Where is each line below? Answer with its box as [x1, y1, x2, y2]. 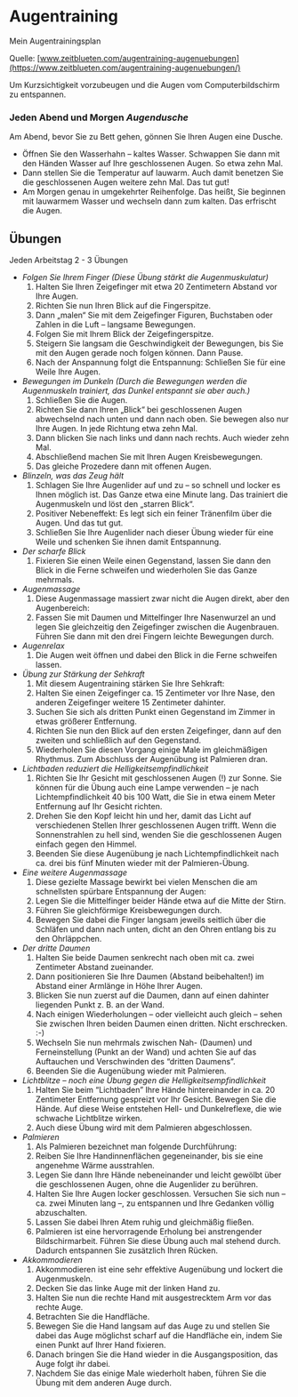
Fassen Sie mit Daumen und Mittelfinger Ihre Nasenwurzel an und [35, 612, 277, 623]
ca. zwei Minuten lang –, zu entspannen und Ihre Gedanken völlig [35, 1198, 275, 1208]
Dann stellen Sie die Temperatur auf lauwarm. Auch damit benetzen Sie [21, 167, 284, 179]
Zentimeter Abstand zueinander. [35, 962, 154, 973]
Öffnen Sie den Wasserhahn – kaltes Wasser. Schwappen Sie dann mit [21, 149, 280, 159]
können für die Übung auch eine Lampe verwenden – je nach [35, 783, 260, 793]
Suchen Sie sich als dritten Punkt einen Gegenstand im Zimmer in [35, 707, 276, 718]
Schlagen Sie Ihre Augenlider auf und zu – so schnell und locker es [35, 480, 281, 491]
